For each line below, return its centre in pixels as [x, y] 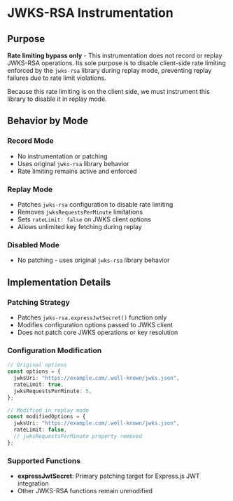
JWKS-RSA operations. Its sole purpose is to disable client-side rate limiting [116, 63]
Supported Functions [44, 460]
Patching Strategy [38, 302]
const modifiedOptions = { [47, 417]
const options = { [34, 372]
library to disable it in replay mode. [57, 99]
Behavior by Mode [48, 121]
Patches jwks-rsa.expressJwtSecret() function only [92, 317]
